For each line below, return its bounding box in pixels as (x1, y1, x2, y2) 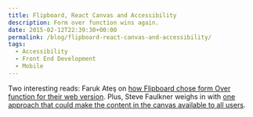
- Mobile (15, 62, 44, 70)
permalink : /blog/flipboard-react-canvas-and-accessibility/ (8, 33, 212, 41)
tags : (8, 41, 26, 48)
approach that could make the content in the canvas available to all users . (8, 100, 246, 109)
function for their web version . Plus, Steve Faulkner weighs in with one (8, 91, 236, 101)
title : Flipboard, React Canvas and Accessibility (8, 11, 177, 19)
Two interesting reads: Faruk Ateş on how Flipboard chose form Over (8, 83, 231, 93)
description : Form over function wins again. (8, 19, 159, 27)
